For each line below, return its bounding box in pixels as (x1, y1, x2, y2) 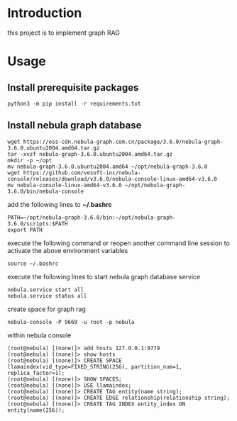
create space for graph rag (7, 305, 87, 313)
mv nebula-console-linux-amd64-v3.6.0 (7, 181, 122, 189)
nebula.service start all (7, 286, 84, 293)
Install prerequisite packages (7, 82, 139, 94)
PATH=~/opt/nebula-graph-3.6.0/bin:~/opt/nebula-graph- (7, 214, 176, 221)
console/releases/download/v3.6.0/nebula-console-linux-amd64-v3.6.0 (7, 175, 218, 182)
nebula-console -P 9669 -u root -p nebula (7, 318, 135, 325)
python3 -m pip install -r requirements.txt (7, 100, 141, 107)
